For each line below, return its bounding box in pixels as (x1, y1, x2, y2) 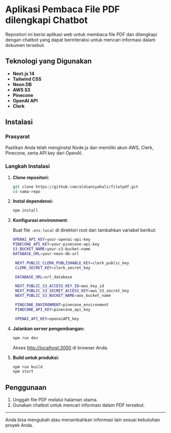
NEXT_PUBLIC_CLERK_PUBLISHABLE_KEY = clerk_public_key (15, 260, 129, 266)
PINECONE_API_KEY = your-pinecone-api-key (12, 242, 100, 247)
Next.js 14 (12, 70, 35, 77)
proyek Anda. (5, 422, 34, 428)
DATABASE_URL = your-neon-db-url (12, 251, 79, 256)
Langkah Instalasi (5, 163, 50, 170)
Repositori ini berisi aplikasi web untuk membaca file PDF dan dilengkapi (5, 31, 157, 37)
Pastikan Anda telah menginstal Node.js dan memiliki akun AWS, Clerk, (5, 144, 154, 151)
